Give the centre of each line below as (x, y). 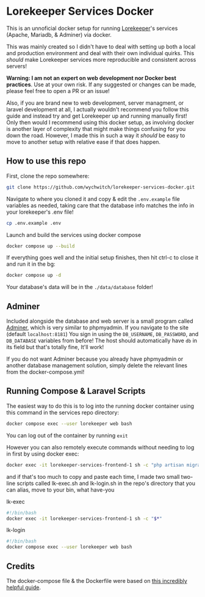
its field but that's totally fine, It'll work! (55, 347)
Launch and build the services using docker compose (74, 235)
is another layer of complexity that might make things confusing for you (96, 129)
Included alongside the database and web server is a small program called (100, 321)
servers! (17, 66)
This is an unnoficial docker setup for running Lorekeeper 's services (92, 28)
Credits (21, 566)
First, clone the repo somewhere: (48, 176)
